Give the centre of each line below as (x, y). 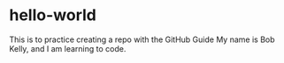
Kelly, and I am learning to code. (68, 48)
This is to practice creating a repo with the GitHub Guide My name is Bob (142, 39)
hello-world (53, 15)
